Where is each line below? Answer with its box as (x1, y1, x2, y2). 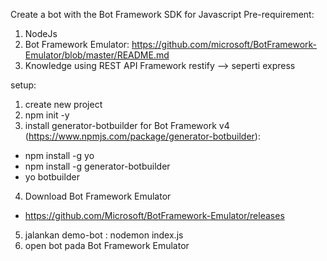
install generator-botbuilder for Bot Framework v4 (24, 120, 230, 131)
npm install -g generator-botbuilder (24, 160, 171, 172)
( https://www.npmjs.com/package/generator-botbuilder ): (24, 130, 261, 142)
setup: (10, 79, 37, 91)
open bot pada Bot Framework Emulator (24, 240, 190, 251)
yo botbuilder (24, 171, 80, 183)
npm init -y (24, 109, 70, 121)
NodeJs (24, 28, 58, 39)
